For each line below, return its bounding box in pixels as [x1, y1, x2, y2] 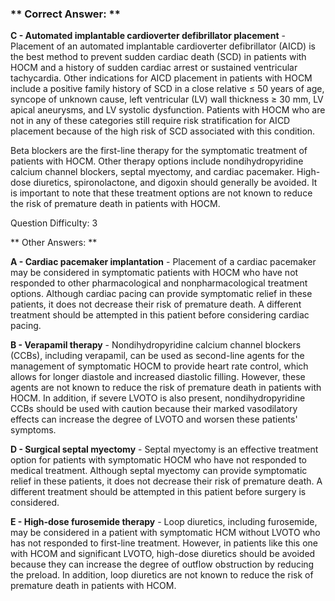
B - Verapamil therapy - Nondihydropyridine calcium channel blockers [10, 339, 302, 351]
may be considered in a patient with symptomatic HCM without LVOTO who [10, 527, 321, 539]
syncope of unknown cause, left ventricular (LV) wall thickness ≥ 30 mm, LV [10, 93, 324, 106]
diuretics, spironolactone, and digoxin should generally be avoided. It [33, 177, 318, 189]
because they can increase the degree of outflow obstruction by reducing [10, 558, 315, 571]
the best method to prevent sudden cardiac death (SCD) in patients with [10, 51, 307, 63]
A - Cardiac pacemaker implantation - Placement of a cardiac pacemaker [10, 256, 317, 268]
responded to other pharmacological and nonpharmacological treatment [10, 277, 308, 289]
